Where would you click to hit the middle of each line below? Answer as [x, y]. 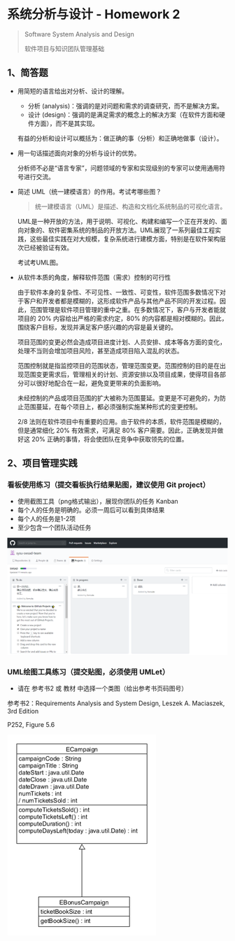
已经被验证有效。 [48, 247]
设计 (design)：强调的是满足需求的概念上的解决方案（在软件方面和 [123, 114]
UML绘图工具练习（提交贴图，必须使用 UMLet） [88, 672]
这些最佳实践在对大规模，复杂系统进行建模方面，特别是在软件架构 [125, 239]
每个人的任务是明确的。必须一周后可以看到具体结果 [91, 510]
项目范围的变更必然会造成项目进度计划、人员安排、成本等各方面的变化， [121, 342]
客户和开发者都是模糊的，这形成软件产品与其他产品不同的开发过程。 [122, 301]
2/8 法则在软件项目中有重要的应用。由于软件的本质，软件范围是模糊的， [121, 421]
